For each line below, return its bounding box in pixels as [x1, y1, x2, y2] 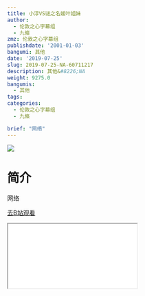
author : [7, 17, 30, 23]
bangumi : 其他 [7, 49, 46, 56]
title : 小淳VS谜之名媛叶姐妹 [7, 10, 81, 17]
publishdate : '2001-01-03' [7, 42, 85, 49]
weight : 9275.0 [7, 74, 51, 81]
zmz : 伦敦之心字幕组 [7, 36, 59, 43]
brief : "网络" [7, 125, 46, 132]
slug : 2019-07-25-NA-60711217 [7, 61, 94, 68]
